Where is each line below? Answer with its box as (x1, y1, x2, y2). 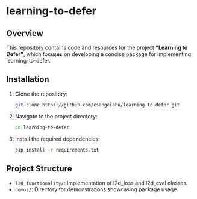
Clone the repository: (14, 90, 68, 97)
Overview (6, 28, 44, 38)
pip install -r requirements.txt (14, 147, 99, 153)
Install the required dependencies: (14, 135, 101, 142)
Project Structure (6, 164, 72, 174)
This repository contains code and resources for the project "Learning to (6, 44, 188, 51)
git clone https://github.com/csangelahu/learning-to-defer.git (14, 102, 180, 108)
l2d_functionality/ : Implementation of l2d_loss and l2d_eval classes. (14, 179, 188, 187)
